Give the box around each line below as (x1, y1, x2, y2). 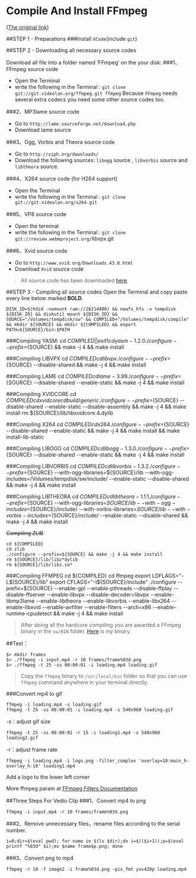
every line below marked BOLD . (6, 294, 83, 301)
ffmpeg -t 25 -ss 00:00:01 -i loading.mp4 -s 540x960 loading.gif (6, 706, 173, 713)
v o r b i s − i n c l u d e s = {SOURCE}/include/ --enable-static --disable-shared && (6, 512, 188, 519)
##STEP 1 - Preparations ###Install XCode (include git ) (6, 35, 137, 42)
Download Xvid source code (14, 265, 84, 272)
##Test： (6, 639, 28, 647)
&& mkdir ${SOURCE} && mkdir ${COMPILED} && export (6, 321, 136, 327)
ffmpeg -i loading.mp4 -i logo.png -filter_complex (6, 758, 136, 764)
